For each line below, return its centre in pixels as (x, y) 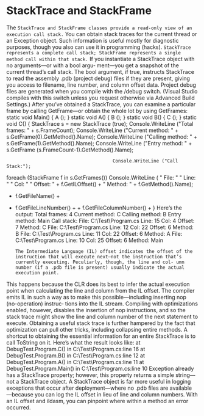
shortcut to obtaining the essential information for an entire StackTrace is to (101, 336)
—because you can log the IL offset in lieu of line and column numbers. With (102, 394)
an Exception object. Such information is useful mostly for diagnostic (93, 40)
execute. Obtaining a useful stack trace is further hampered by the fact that (101, 323)
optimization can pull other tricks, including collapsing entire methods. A (97, 329)
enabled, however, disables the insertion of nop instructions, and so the (96, 310)
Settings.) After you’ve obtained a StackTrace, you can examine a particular (101, 104)
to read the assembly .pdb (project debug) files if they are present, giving (98, 78)
